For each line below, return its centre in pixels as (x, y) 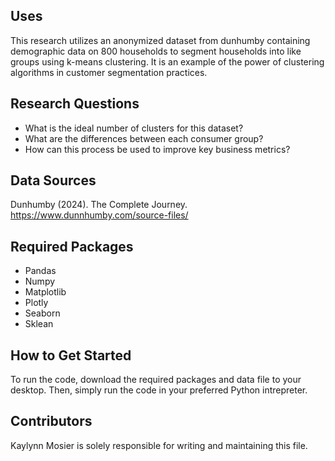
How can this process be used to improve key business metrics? (157, 149)
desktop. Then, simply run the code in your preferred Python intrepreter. (159, 390)
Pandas (40, 271)
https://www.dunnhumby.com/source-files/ (99, 215)
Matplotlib (45, 292)
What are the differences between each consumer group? (144, 138)
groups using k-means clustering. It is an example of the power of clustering (167, 61)
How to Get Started (71, 355)
